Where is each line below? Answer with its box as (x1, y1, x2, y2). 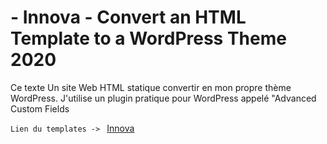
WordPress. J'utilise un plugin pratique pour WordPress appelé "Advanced (10, 92, 317, 104)
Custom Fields (10, 102, 70, 115)
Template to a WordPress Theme (10, 27, 287, 50)
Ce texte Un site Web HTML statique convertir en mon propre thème (10, 81, 292, 93)
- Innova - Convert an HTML (10, 6, 247, 29)
